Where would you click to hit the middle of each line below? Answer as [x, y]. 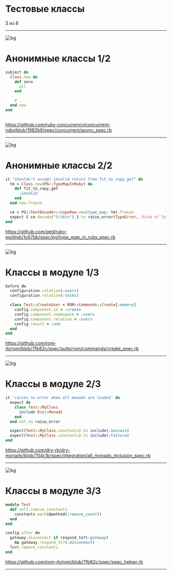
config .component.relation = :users [54, 319]
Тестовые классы [45, 9]
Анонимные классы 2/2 [59, 165]
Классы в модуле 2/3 [53, 384]
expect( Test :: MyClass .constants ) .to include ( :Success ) [70, 431]
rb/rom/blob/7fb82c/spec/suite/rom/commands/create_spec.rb [72, 348]
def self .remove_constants [39, 509]
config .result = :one [37, 324]
